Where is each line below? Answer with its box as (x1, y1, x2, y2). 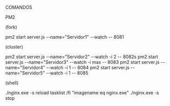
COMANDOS (5, 5, 32, 10)
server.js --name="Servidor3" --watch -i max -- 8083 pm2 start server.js (5, 59, 160, 65)
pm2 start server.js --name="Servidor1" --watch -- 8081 (5, 34, 124, 40)
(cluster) (5, 44, 23, 50)
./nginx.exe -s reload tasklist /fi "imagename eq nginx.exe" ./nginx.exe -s (5, 90, 159, 96)
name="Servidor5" (5, 70, 45, 76)
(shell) (5, 80, 19, 86)
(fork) (5, 24, 17, 30)
